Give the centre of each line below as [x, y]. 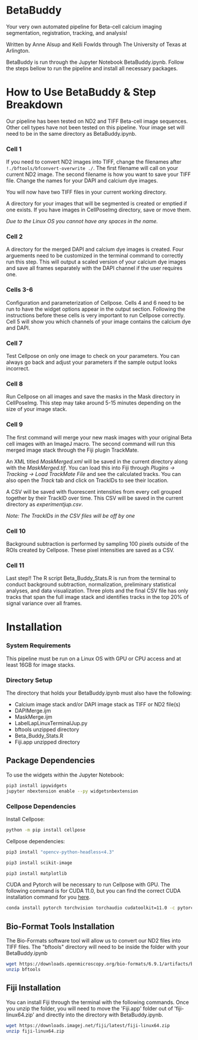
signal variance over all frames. [44, 604]
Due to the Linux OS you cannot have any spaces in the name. [82, 221]
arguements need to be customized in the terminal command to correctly [95, 256]
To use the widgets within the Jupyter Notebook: [65, 775]
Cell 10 [16, 531]
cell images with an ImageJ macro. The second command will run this [91, 444]
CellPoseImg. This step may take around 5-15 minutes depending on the [94, 403]
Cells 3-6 [20, 290]
